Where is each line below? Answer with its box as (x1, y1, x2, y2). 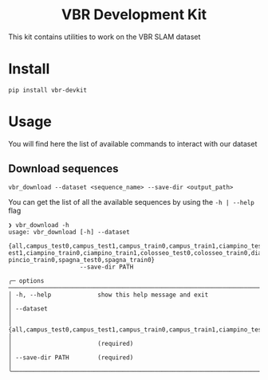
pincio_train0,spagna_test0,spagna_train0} (8, 256, 156, 264)
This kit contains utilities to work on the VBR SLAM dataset (8, 32, 201, 41)
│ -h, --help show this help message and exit (8, 291, 209, 299)
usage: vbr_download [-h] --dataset (8, 228, 130, 236)
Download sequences (8, 162, 119, 176)
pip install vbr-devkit (8, 86, 88, 94)
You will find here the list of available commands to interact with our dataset (8, 139, 258, 148)
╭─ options (8, 276, 45, 284)
